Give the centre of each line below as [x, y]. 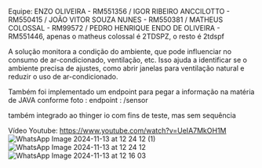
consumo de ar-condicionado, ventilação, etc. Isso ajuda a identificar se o [127, 60]
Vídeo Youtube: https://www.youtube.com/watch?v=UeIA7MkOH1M [117, 130]
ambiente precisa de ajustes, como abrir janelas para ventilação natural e [126, 68]
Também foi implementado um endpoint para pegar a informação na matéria [131, 92]
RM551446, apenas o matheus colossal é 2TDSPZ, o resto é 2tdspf [116, 36]
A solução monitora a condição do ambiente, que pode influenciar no [120, 51]
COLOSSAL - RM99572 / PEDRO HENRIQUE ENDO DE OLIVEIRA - [114, 28]
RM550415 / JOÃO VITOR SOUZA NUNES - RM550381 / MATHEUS [116, 20]
